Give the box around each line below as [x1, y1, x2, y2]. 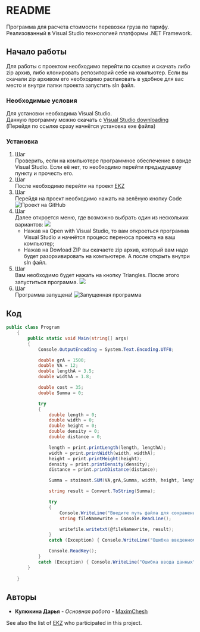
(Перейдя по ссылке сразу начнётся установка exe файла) [6, 122, 156, 130]
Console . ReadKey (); [48, 548, 97, 554]
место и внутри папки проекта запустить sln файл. [6, 81, 135, 89]
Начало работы [6, 47, 67, 57]
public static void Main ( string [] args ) [27, 335, 129, 341]
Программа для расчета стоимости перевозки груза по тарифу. [6, 23, 170, 30]
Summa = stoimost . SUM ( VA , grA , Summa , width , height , [48, 477, 180, 483]
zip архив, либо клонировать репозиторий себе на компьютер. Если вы [6, 69, 189, 76]
